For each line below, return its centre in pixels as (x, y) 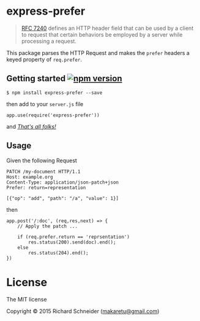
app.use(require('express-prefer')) (53, 115)
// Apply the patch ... (48, 226)
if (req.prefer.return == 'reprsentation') (74, 237)
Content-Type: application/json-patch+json (63, 182)
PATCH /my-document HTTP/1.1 (43, 171)
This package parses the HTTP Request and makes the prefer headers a (98, 52)
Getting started (36, 78)
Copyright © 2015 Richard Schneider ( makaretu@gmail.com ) (83, 311)
